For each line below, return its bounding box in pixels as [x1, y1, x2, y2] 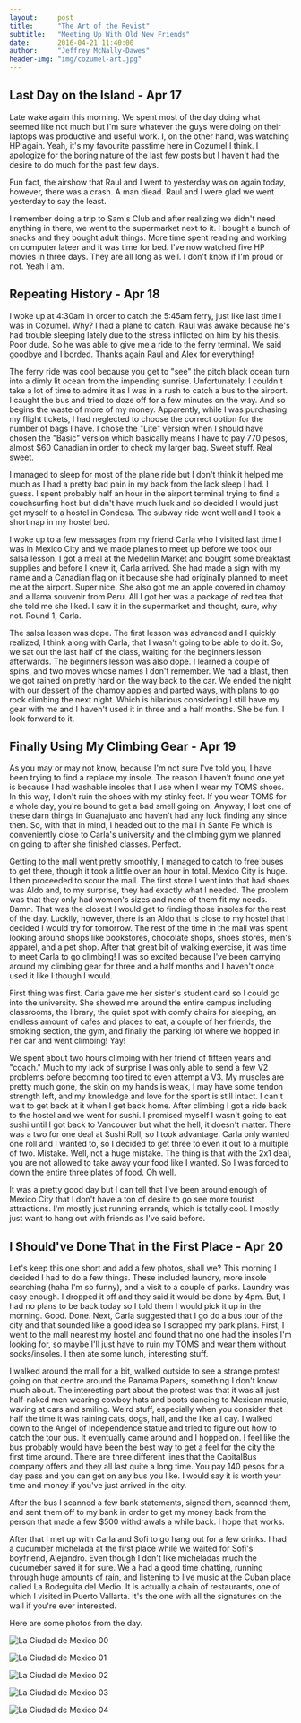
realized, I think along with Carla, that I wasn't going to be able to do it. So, [9, 637, 284, 648]
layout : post [9, 13, 74, 22]
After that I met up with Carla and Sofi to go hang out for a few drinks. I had [9, 1534, 287, 1545]
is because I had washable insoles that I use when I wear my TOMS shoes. [9, 781, 285, 793]
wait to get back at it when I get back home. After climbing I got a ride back [9, 1100, 287, 1111]
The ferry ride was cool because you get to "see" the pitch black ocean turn [9, 366, 290, 376]
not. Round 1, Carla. [9, 610, 82, 621]
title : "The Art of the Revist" [9, 22, 150, 30]
